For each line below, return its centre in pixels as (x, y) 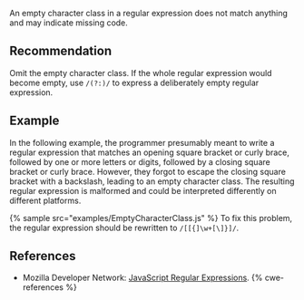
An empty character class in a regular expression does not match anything (149, 13)
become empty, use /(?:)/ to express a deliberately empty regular (134, 82)
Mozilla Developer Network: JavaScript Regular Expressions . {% (142, 278)
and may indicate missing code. (69, 23)
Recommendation (60, 51)
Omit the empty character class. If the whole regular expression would (141, 73)
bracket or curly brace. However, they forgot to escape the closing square (147, 171)
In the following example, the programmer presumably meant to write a (142, 142)
